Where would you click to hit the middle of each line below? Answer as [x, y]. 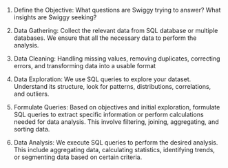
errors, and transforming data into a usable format [85, 66]
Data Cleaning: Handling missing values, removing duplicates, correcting [117, 59]
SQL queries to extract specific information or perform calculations [109, 114]
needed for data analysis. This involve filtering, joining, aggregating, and [116, 122]
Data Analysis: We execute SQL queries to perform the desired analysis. [116, 143]
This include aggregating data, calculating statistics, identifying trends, [114, 150]
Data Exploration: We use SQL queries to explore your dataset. [102, 79]
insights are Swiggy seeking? [55, 17]
